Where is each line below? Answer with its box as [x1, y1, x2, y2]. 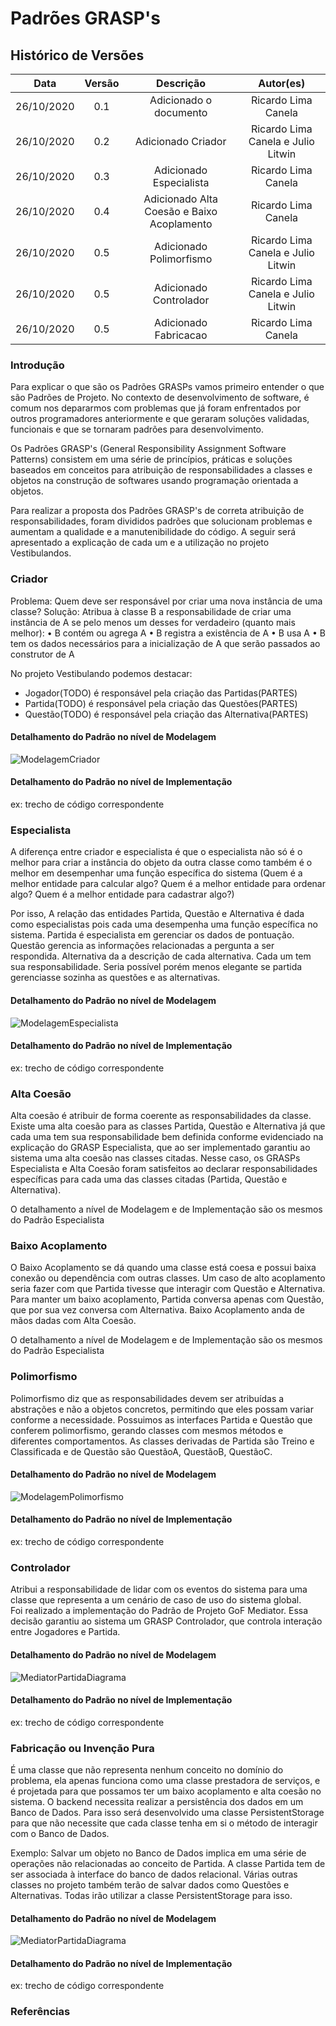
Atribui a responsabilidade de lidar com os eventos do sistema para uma [10, 1583, 308, 1596]
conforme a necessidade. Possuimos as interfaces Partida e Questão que [10, 1413, 313, 1426]
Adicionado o [149, 93, 213, 107]
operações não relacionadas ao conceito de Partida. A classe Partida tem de [10, 1858, 326, 1869]
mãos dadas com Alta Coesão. [10, 1315, 137, 1327]
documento [153, 106, 208, 119]
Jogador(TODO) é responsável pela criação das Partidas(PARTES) [24, 687, 298, 699]
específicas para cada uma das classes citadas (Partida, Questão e [10, 1173, 288, 1185]
